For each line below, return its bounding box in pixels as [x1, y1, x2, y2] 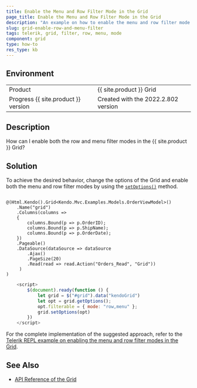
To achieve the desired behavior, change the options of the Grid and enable [6, 177, 189, 184]
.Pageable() [16, 240, 46, 247]
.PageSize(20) [27, 256, 62, 262]
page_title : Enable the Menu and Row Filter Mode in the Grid [6, 14, 161, 20]
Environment [6, 69, 55, 79]
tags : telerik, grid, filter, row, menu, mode [6, 31, 122, 36]
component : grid [6, 36, 46, 42]
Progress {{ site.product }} [9, 95, 81, 103]
